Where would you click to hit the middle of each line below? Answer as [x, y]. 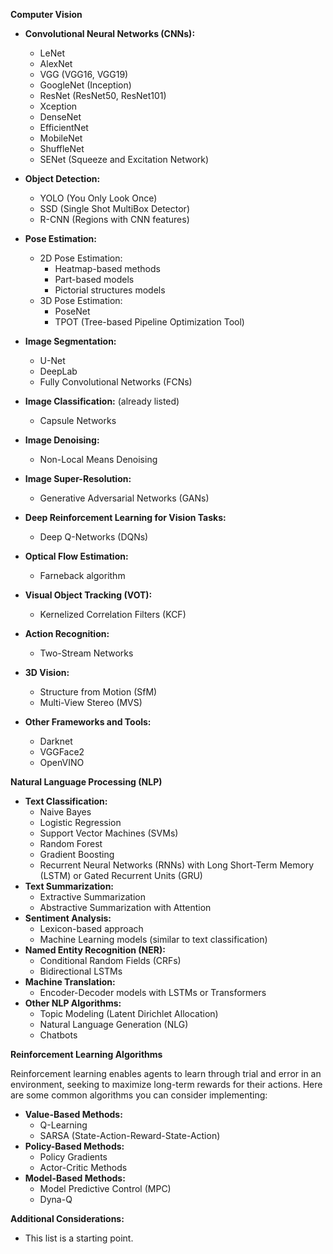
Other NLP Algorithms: [73, 1003]
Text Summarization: [69, 886]
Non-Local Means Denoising [98, 459]
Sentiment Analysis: [68, 918]
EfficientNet [64, 127]
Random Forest [71, 843]
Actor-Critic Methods [83, 1167]
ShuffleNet [62, 148]
